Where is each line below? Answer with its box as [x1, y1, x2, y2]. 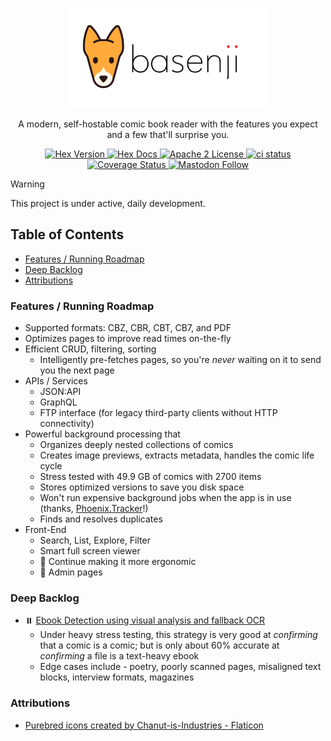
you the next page [39, 364, 115, 377]
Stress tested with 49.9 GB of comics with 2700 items [39, 471, 262, 483]
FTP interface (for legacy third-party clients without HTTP [39, 407, 278, 419]
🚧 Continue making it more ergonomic [39, 556, 197, 568]
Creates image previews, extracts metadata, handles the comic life [39, 449, 315, 462]
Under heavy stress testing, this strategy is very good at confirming [39, 629, 318, 641]
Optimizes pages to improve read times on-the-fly [24, 333, 232, 345]
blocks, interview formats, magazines [39, 671, 195, 683]
